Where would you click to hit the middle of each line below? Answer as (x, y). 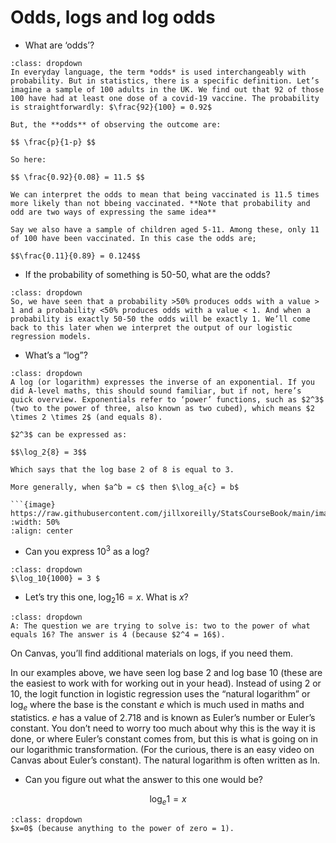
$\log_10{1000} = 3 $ (55, 578)
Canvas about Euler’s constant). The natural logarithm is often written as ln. (165, 760)
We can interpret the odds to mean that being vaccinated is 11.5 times (165, 194)
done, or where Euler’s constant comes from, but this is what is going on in (164, 739)
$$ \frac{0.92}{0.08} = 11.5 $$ (77, 177)
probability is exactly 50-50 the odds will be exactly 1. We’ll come (160, 319)
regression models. (51, 336)
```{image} (33, 504)
